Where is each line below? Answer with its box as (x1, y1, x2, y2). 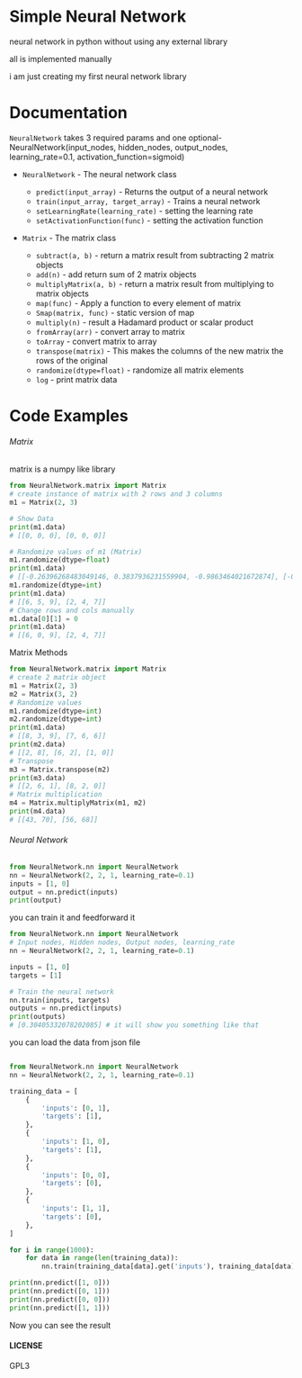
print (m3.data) (9, 773, 67, 782)
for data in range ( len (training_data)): (25, 1254, 179, 1263)
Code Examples (9, 406, 129, 427)
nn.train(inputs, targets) (9, 995, 111, 1004)
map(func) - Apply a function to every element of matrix (35, 297, 241, 308)
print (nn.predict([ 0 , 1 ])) (9, 1287, 111, 1296)
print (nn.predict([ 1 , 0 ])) (9, 1278, 111, 1288)
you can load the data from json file (9, 1037, 141, 1048)
